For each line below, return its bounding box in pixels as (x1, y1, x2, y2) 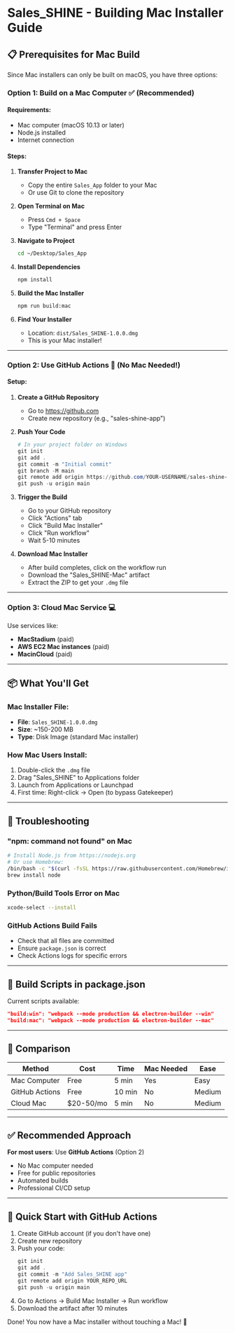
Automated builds (17, 1176, 69, 1185)
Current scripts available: (7, 996, 80, 1005)
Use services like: (7, 621, 59, 629)
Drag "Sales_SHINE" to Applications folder (17, 774, 140, 782)
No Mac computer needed (17, 1161, 94, 1170)
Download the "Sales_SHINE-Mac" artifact (27, 571, 150, 579)
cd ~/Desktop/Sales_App (17, 250, 87, 257)
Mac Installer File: (7, 702, 69, 711)
